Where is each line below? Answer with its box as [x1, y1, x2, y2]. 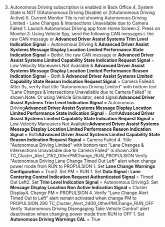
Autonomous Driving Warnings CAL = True [9, 217, 101, 222]
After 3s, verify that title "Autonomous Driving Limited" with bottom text [9, 84, 157, 89]
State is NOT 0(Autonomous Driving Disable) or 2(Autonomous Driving [9, 9, 155, 15]
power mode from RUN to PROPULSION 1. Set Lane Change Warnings [9, 163, 155, 169]
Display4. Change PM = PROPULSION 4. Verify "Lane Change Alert [9, 190, 148, 196]
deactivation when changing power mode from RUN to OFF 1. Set [9, 211, 144, 217]
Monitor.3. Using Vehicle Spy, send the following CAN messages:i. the [9, 31, 154, 36]
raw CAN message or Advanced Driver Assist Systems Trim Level [9, 36, 148, 42]
